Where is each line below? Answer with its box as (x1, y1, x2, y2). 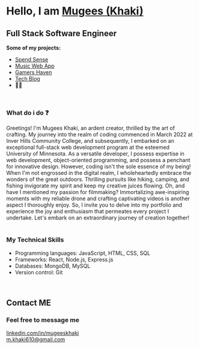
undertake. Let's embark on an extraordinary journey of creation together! (6, 214, 189, 221)
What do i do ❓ (6, 108, 49, 117)
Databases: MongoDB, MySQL (14, 262, 91, 269)
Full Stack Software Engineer (6, 28, 117, 39)
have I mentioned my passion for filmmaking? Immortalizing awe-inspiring (6, 189, 189, 196)
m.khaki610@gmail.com (6, 336, 66, 343)
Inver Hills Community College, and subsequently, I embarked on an (6, 137, 174, 145)
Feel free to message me (6, 315, 79, 324)
